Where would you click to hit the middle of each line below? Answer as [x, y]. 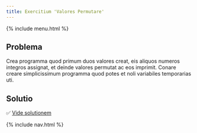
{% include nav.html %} [35, 125]
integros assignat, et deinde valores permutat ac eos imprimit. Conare [91, 67]
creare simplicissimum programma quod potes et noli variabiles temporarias [98, 74]
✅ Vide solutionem [29, 113]
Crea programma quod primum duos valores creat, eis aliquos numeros [93, 61]
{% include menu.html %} [38, 28]
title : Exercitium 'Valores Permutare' [55, 12]
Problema [24, 47]
